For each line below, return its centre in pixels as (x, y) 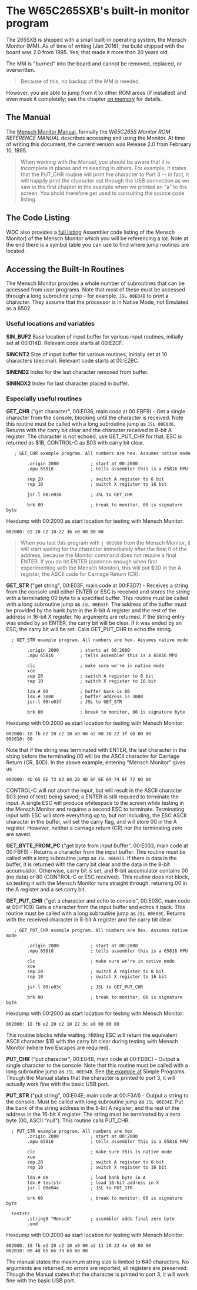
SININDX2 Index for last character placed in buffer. (68, 383)
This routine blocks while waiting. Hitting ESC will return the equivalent (92, 1035)
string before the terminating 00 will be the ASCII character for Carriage (93, 756)
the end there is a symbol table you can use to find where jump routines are (98, 244)
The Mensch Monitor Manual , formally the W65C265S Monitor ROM (88, 131)
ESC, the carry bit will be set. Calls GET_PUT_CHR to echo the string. (89, 629)
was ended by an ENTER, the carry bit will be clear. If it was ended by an (94, 623)
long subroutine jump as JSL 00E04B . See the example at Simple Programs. (96, 1071)
